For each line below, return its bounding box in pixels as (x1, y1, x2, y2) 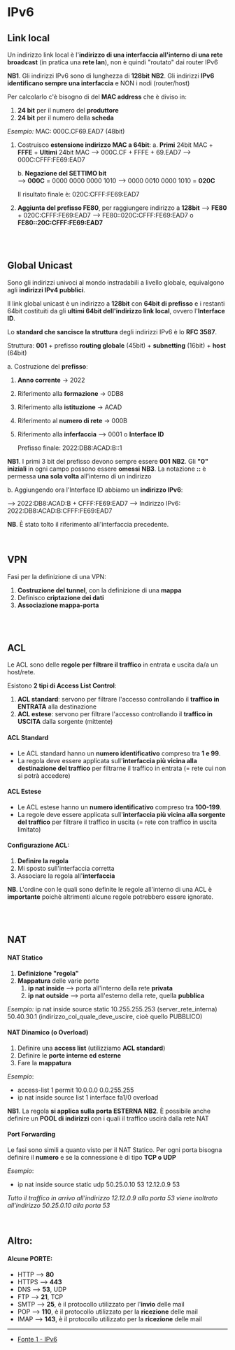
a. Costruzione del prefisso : (7, 362, 89, 371)
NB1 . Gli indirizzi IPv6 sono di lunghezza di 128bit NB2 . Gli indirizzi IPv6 (7, 71, 215, 80)
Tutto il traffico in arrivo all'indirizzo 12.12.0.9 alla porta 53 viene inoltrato (7, 1194, 218, 1202)
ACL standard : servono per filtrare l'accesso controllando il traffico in (17, 695, 220, 704)
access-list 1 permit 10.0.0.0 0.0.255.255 (17, 1086, 134, 1094)
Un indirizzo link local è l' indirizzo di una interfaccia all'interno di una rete (7, 50, 223, 59)
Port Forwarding (7, 1130, 56, 1139)
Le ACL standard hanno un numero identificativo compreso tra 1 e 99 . (17, 749, 221, 758)
